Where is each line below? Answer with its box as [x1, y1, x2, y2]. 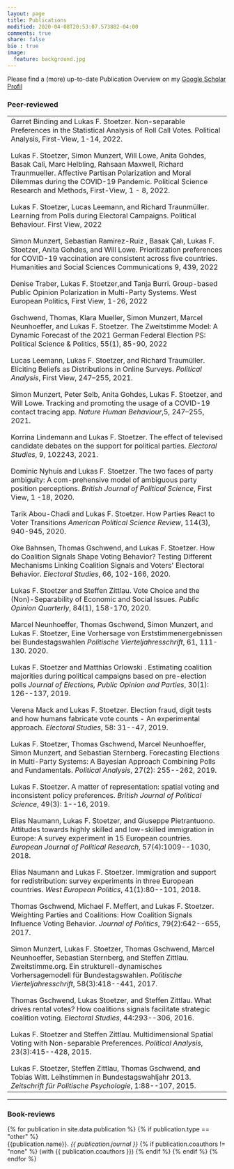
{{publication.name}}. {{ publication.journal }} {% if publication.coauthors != [7, 1140, 226, 1148]
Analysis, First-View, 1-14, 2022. [10, 134, 123, 144]
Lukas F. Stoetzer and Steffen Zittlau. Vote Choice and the [10, 586, 200, 596]
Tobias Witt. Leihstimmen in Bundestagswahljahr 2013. [10, 1072, 192, 1082]
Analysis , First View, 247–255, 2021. [10, 373, 134, 383]
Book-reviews [7, 1109, 56, 1119]
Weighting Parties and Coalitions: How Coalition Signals [10, 910, 193, 920]
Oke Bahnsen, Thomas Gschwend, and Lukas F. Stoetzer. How [10, 543, 215, 553]
